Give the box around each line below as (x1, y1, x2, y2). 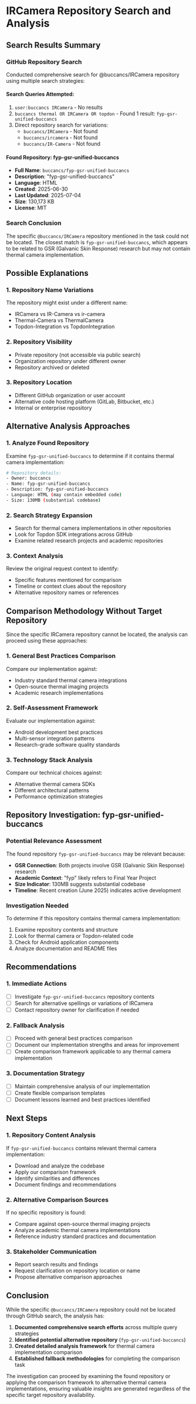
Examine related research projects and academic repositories (14, 537, 163, 544)
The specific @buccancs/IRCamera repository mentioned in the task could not (6, 232, 189, 239)
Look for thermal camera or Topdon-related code (14, 933, 134, 940)
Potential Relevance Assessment (6, 837, 102, 845)
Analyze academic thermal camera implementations (14, 1226, 141, 1233)
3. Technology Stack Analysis (6, 756, 93, 764)
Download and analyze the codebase (14, 1162, 104, 1169)
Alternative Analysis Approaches (6, 421, 130, 431)
